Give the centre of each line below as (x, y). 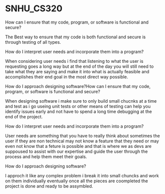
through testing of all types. (33, 42)
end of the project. (24, 116)
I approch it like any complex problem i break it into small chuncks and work (82, 175)
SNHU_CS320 (34, 9)
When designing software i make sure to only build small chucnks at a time (81, 101)
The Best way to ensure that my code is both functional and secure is (76, 37)
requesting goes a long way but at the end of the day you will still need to (80, 66)
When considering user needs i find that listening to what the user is (74, 61)
